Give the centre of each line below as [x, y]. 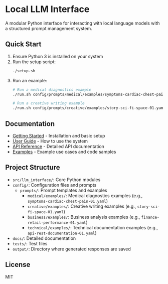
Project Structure [33, 167]
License [18, 265]
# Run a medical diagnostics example [52, 90]
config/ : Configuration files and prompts [54, 185]
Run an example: [30, 80]
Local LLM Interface [47, 9]
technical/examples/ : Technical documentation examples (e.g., [93, 227]
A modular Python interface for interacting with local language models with [82, 23]
